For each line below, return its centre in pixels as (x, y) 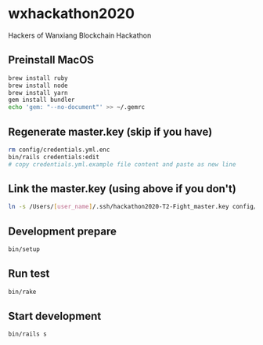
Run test (29, 274)
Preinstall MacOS (51, 60)
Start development (55, 316)
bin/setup (24, 249)
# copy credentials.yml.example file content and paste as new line (122, 164)
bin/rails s (27, 334)
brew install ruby (38, 78)
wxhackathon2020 (72, 14)
